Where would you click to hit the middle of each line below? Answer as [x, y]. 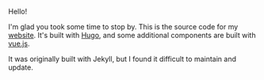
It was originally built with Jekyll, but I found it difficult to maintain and [122, 59]
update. [21, 67]
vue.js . [19, 44]
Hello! [18, 11]
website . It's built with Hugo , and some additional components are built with [132, 35]
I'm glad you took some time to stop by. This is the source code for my [123, 27]
